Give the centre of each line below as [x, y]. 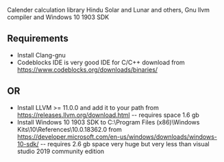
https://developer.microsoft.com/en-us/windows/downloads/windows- [117, 137]
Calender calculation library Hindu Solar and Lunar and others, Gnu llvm [109, 10]
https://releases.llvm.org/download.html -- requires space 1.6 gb [108, 115]
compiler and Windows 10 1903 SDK [58, 17]
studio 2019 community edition [61, 151]
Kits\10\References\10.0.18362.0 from [69, 129]
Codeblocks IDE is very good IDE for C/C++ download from [101, 62]
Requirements [38, 39]
